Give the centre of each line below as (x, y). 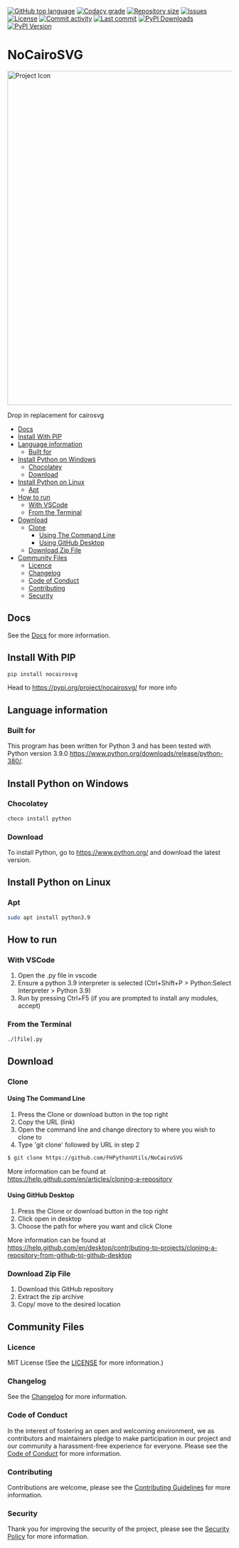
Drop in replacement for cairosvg (56, 415)
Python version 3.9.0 (38, 754)
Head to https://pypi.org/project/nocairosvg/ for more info (92, 687)
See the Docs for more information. (59, 635)
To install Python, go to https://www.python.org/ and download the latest (114, 852)
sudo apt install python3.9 (49, 917)
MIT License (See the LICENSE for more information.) (85, 1363)
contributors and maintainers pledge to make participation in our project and (119, 1438)
